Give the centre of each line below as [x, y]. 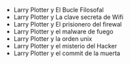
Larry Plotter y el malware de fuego [64, 31]
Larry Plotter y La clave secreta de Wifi [68, 17]
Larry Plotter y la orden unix [53, 39]
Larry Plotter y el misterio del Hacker [65, 46]
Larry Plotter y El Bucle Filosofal [58, 10]
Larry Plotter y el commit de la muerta [67, 53]
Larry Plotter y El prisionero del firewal [67, 24]
